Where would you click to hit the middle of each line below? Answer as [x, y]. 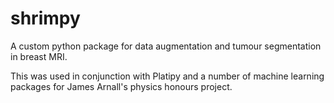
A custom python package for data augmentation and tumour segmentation [166, 46]
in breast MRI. [39, 56]
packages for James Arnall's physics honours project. [121, 86]
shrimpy [45, 18]
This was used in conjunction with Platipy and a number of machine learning [167, 76]
